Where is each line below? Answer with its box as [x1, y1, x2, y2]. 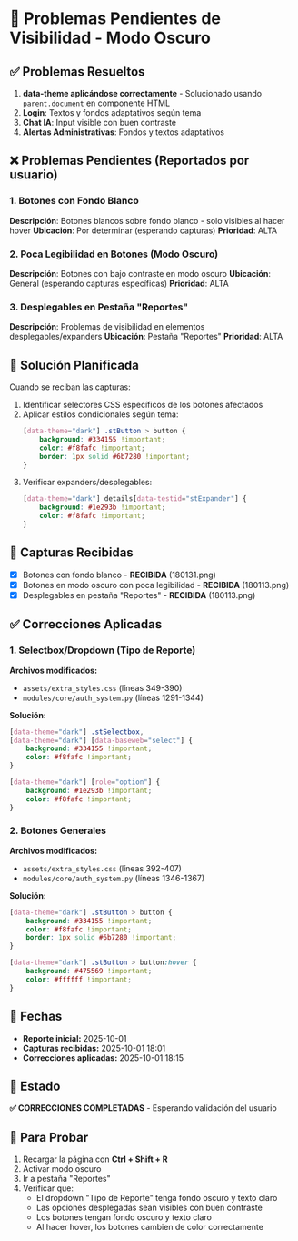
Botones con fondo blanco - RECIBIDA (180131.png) [22, 569, 216, 580]
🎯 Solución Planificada [9, 357, 139, 372]
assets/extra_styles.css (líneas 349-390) [22, 682, 183, 693]
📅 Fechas [9, 1009, 63, 1024]
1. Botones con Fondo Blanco [9, 195, 139, 208]
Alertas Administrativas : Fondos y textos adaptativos [22, 127, 225, 137]
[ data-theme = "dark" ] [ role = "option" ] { [9, 778, 161, 787]
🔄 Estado [9, 1078, 61, 1094]
